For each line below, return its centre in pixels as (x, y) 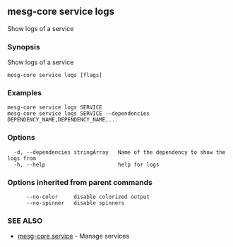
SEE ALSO (25, 220)
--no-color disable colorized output (88, 197)
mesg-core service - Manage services (73, 236)
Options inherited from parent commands (80, 182)
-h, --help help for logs (86, 164)
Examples (25, 93)
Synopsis (24, 47)
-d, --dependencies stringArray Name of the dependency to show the (120, 152)
